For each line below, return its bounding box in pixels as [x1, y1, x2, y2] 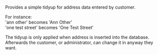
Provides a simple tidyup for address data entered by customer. [5, 4, 136, 10]
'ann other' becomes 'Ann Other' [5, 19, 72, 25]
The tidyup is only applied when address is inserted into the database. [5, 34, 150, 40]
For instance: [5, 14, 32, 19]
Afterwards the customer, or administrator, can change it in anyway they [5, 39, 154, 45]
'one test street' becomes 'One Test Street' [5, 24, 94, 30]
